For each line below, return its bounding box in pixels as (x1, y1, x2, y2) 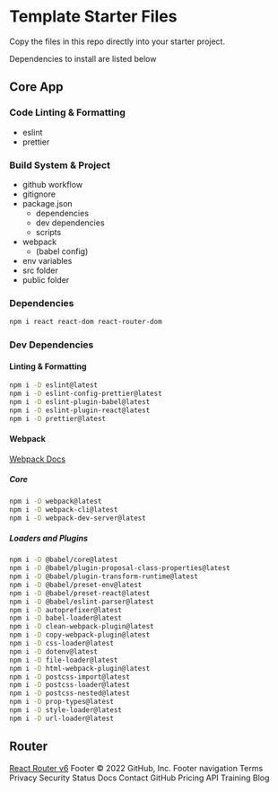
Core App (9, 79, 65, 95)
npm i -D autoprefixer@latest (9, 605, 123, 614)
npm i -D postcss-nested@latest (9, 689, 130, 698)
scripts (35, 226, 62, 237)
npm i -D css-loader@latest (9, 639, 115, 648)
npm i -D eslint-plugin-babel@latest (9, 397, 151, 406)
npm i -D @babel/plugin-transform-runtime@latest (9, 572, 199, 581)
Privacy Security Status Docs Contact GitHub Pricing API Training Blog (9, 772, 270, 783)
